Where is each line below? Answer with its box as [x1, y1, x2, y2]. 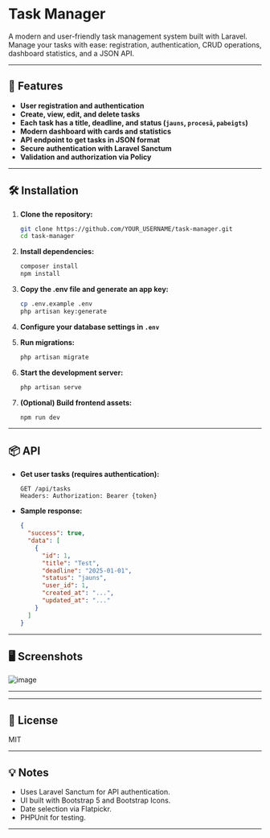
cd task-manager [19, 232, 75, 240]
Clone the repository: [19, 209, 93, 219]
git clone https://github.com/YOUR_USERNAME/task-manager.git [19, 224, 233, 233]
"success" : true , [27, 529, 86, 537]
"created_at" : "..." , [41, 589, 114, 598]
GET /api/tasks [19, 485, 72, 493]
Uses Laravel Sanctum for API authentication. [19, 787, 170, 796]
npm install [19, 270, 60, 278]
